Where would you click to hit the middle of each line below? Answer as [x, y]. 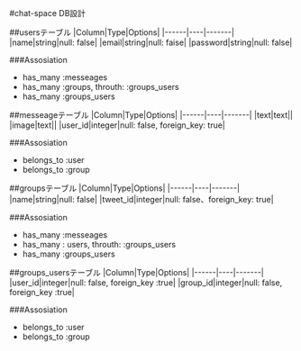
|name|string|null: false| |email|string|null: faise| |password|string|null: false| [151, 42]
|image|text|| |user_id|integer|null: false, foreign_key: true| [117, 125]
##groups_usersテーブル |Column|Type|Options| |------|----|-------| [137, 272]
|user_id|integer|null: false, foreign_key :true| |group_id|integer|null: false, [146, 283]
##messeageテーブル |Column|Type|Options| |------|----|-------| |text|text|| [151, 115]
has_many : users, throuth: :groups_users [99, 244]
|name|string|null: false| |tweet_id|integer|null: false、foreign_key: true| [141, 199]
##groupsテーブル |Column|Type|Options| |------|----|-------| [125, 188]
